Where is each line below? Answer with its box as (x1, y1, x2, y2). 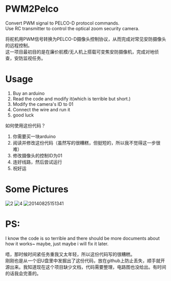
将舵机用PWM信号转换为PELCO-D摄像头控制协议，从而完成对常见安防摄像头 (5, 36, 166, 42)
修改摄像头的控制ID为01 (12, 152, 63, 158)
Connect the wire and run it (12, 106, 70, 112)
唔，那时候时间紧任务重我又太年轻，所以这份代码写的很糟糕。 (5, 251, 135, 257)
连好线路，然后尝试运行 (12, 159, 62, 165)
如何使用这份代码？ (5, 122, 46, 128)
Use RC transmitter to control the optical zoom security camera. (5, 25, 139, 31)
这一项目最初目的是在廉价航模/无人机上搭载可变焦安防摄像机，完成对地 (5, 49, 155, 55)
